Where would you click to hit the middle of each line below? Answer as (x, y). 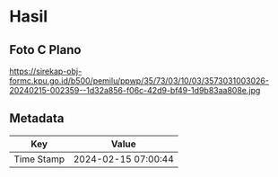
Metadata (37, 119)
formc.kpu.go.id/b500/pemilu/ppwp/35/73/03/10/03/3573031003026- (139, 81)
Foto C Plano (45, 50)
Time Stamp (39, 159)
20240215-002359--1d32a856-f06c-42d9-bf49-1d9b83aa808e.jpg (135, 90)
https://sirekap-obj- (46, 71)
